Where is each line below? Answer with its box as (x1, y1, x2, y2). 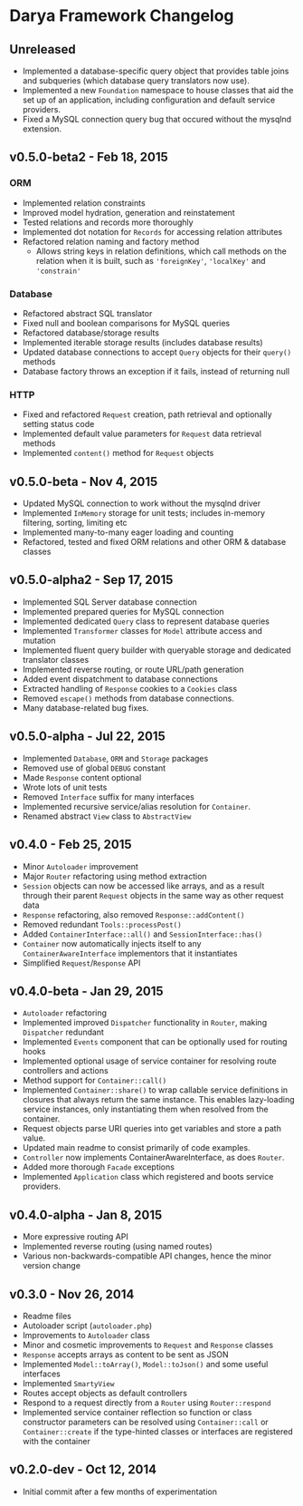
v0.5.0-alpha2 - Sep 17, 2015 (9, 572, 174, 588)
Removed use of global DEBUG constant (22, 763, 166, 773)
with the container (22, 1435, 90, 1446)
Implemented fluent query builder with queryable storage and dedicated (22, 645, 291, 656)
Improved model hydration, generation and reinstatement (22, 207, 235, 218)
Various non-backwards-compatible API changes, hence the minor (22, 1250, 272, 1261)
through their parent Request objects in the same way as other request (22, 889, 284, 900)
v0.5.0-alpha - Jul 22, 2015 (9, 729, 166, 744)
